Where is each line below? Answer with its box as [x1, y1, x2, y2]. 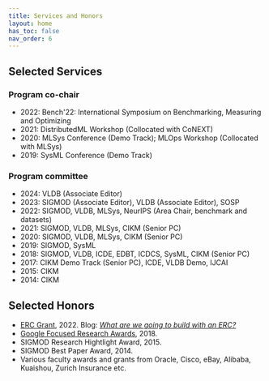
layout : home [8, 19, 53, 28]
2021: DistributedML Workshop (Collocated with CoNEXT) [19, 124, 213, 134]
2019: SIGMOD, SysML [19, 241, 96, 250]
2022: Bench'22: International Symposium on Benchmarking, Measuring [19, 107, 262, 117]
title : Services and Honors [8, 11, 104, 20]
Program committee [8, 170, 89, 182]
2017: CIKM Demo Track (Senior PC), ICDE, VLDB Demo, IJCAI [19, 258, 228, 268]
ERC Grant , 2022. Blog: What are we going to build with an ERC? [19, 320, 237, 330]
